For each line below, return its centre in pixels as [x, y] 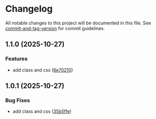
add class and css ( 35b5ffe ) [42, 111]
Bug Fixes [18, 100]
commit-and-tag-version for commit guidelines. [55, 28]
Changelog [29, 9]
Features [17, 59]
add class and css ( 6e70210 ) [43, 70]
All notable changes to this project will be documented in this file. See [78, 23]
